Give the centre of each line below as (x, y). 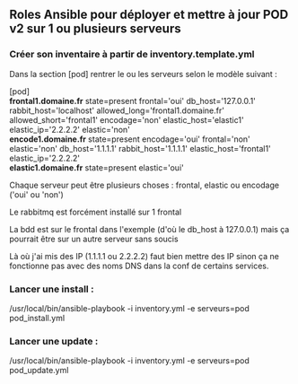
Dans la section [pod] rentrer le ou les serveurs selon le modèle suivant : (144, 74)
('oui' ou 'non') (37, 194)
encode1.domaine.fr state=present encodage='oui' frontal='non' (130, 139)
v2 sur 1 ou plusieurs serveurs (95, 29)
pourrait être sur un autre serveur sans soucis (94, 239)
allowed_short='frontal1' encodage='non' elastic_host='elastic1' (127, 119)
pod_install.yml (37, 318)
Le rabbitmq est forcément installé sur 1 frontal (96, 212)
